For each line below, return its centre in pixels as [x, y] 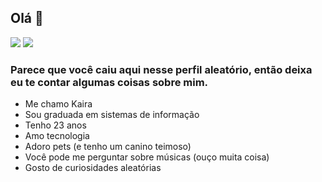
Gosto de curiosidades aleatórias [93, 168]
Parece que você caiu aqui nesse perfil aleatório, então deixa [161, 69]
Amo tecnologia [57, 136]
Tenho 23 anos [55, 125]
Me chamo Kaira [58, 104]
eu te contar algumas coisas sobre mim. [109, 82]
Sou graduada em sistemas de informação [112, 115]
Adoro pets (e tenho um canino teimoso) [108, 147]
